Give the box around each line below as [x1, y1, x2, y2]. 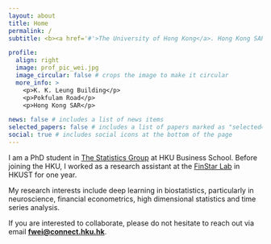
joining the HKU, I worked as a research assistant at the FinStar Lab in [8, 161, 240, 171]
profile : [8, 49, 38, 57]
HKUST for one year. [8, 170, 77, 180]
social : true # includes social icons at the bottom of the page [8, 130, 232, 139]
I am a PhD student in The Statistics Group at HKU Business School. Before [8, 152, 258, 162]
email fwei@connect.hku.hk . [8, 226, 107, 236]
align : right [15, 56, 60, 64]
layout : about [8, 11, 56, 20]
